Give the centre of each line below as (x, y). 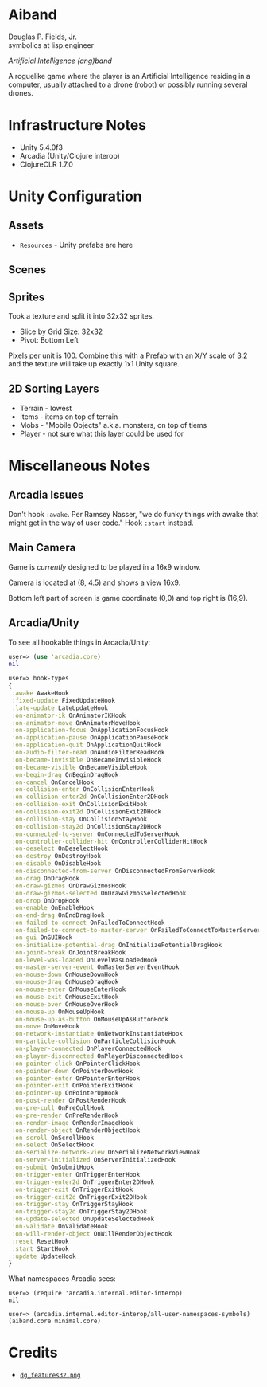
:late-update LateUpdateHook (60, 708)
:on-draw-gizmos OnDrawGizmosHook (69, 886)
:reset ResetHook (40, 1241)
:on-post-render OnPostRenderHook (69, 1101)
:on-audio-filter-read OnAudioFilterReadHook (88, 753)
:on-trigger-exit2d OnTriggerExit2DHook (79, 1197)
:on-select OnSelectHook (52, 1145)
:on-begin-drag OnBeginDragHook (65, 774)
